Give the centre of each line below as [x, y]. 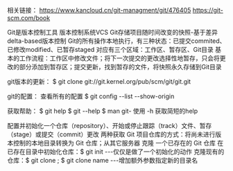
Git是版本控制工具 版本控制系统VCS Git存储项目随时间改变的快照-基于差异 [113, 32]
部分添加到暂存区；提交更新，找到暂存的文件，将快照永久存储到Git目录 [120, 67]
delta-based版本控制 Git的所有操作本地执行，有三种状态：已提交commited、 [116, 41]
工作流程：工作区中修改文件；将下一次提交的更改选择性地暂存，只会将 [119, 58]
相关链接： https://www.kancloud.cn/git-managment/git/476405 [99, 10]
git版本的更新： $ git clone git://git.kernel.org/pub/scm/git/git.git [99, 81]
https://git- [208, 10]
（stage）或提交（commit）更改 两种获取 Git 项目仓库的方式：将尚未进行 [111, 134]
